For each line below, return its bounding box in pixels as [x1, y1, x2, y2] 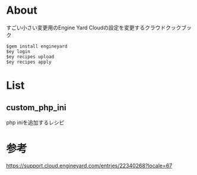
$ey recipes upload [6, 54, 55, 60]
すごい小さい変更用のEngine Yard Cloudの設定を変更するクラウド [6, 24, 166, 31]
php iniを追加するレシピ [6, 118, 65, 126]
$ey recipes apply [6, 59, 52, 65]
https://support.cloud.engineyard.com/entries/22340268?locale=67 [6, 162, 173, 169]
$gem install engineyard [6, 43, 68, 49]
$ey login [6, 48, 31, 54]
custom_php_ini [6, 102, 66, 112]
